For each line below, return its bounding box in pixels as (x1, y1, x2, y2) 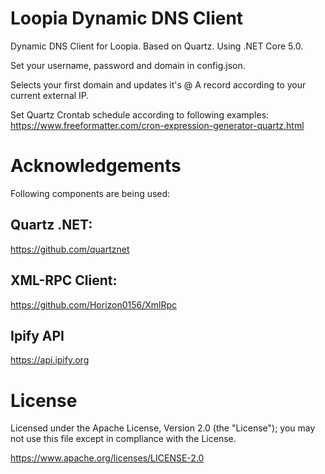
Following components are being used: (10, 187, 171, 199)
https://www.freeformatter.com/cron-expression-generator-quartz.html (10, 119, 305, 131)
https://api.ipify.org (10, 354, 90, 366)
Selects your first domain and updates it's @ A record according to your (10, 78, 307, 91)
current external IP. (10, 89, 90, 101)
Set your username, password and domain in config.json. (10, 59, 246, 71)
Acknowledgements (10, 155, 182, 177)
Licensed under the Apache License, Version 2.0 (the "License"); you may (10, 422, 316, 434)
